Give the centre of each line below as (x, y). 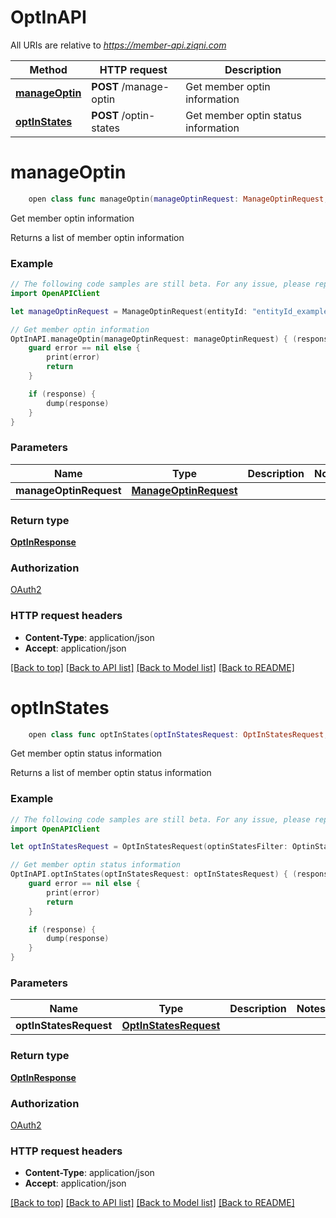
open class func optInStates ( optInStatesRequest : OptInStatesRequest (176, 734)
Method (48, 69)
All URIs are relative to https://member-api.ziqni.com (118, 45)
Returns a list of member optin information (97, 237)
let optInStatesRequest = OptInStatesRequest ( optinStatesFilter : (149, 847)
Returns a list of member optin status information (111, 773)
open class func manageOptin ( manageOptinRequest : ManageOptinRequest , (178, 199)
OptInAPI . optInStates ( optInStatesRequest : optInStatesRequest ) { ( (154, 874)
